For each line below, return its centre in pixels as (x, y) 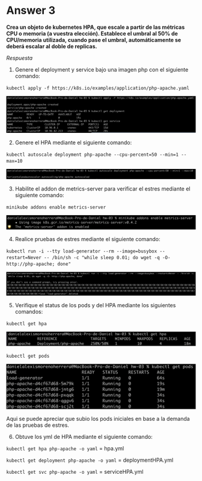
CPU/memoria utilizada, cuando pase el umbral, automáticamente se (94, 40)
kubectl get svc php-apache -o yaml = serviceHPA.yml (75, 472)
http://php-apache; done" (38, 264)
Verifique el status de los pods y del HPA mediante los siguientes (95, 305)
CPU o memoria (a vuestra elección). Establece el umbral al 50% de (92, 33)
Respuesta (20, 58)
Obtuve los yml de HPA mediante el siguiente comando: (84, 437)
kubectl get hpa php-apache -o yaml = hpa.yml (65, 449)
